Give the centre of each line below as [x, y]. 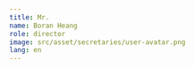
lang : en [25, 50]
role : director [38, 34]
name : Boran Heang [43, 26]
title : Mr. [30, 17]
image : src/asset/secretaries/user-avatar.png [97, 42]
